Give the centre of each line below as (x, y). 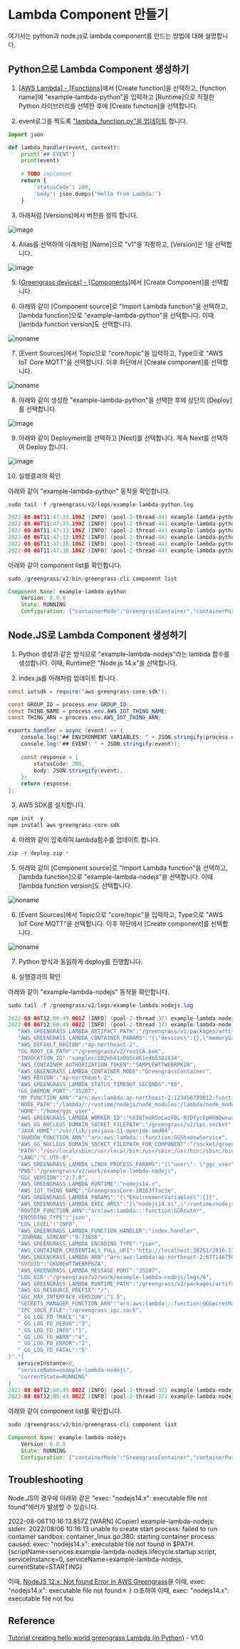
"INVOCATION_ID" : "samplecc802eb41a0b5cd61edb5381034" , (100, 1058)
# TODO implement (47, 174)
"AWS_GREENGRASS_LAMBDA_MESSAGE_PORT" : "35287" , (89, 1270)
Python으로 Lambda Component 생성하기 (99, 70)
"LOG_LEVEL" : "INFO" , (48, 1224)
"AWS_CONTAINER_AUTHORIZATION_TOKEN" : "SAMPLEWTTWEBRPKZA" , (107, 1065)
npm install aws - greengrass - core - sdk (64, 825)
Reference (32, 1621)
